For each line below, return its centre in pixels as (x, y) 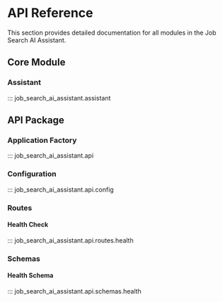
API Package (36, 121)
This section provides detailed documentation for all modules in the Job (112, 33)
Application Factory (42, 140)
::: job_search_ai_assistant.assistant (59, 98)
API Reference (50, 13)
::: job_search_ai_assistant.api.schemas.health (74, 291)
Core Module (36, 63)
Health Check (28, 225)
